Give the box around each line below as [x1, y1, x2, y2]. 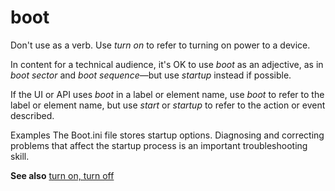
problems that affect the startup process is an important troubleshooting [10, 139, 308, 151]
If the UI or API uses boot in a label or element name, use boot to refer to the [10, 88, 325, 100]
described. [10, 109, 55, 121]
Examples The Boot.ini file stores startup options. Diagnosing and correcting [10, 129, 325, 141]
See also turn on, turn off [10, 169, 115, 181]
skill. [10, 150, 30, 162]
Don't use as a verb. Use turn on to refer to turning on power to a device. [10, 39, 311, 51]
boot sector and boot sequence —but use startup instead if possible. [10, 69, 292, 81]
